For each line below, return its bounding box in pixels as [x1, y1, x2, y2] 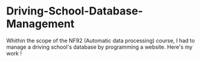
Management [6, 17, 75, 31]
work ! [6, 49, 22, 57]
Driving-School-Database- [6, 4, 143, 18]
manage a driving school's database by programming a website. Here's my [6, 43, 193, 51]
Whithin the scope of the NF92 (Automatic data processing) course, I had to [6, 37, 195, 44]
